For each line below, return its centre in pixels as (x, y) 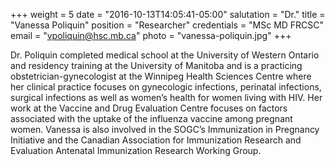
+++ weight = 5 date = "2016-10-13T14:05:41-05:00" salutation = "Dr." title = (168, 14)
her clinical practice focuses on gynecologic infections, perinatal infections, (166, 87)
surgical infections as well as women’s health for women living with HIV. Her (166, 97)
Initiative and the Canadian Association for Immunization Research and (156, 140)
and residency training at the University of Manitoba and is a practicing (156, 65)
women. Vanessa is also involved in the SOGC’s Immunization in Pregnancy (165, 129)
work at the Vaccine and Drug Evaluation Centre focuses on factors (149, 108)
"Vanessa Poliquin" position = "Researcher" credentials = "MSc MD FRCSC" (167, 25)
